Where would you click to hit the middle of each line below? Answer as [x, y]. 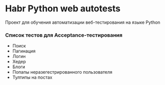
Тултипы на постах [32, 78]
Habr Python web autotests [63, 9]
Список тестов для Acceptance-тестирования [64, 35]
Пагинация [24, 51]
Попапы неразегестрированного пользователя [62, 72]
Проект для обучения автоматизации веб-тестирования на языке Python [83, 22]
